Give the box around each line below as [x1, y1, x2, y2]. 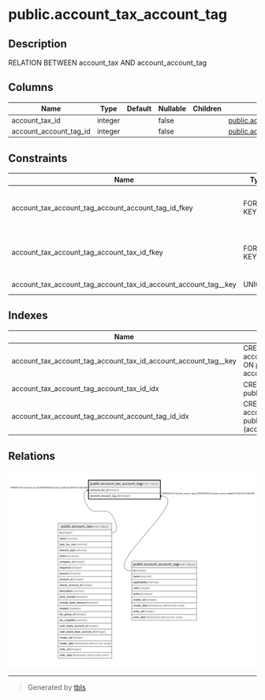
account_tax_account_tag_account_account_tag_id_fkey [11, 203, 193, 213]
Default [126, 104, 152, 114]
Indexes [8, 309, 49, 322]
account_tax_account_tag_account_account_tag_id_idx [11, 412, 189, 421]
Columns [8, 81, 54, 94]
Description [8, 37, 67, 51]
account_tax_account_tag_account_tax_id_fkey [11, 247, 163, 258]
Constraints [8, 152, 68, 165]
